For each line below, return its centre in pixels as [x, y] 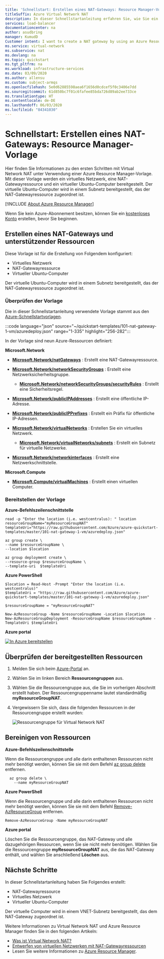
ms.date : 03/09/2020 [26, 73]
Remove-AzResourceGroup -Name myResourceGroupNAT [57, 820]
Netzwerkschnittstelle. [35, 462]
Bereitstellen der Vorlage [35, 499]
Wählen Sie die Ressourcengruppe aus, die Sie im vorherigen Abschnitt [84, 688]
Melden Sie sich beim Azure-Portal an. [51, 669]
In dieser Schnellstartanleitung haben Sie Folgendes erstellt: [65, 882]
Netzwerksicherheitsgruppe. [41, 374]
